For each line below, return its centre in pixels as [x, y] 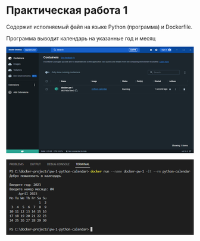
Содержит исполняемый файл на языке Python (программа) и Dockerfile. [99, 27]
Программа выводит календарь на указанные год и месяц [81, 38]
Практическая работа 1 [67, 10]
